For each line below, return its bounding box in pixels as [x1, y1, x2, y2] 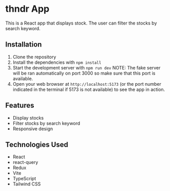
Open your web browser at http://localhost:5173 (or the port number [12, 81, 161, 87]
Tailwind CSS [12, 181, 41, 187]
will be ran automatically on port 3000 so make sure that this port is [12, 70, 156, 76]
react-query [12, 159, 38, 165]
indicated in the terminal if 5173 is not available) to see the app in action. [12, 86, 165, 92]
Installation [5, 40, 42, 49]
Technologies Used [5, 140, 68, 149]
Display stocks [12, 114, 44, 121]
